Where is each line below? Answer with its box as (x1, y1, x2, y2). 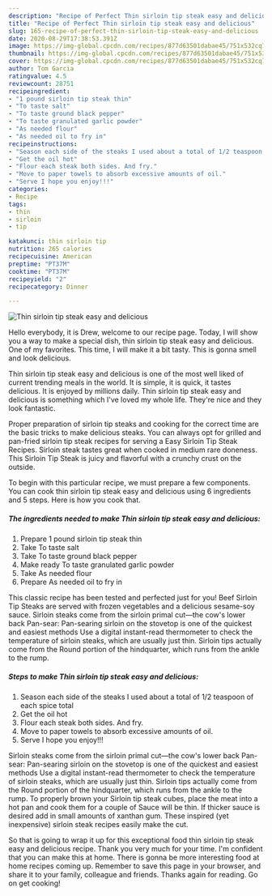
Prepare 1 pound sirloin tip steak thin (19, 534, 142, 544)
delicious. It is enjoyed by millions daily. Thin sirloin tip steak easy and (8, 386, 241, 396)
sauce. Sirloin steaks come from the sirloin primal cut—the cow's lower (8, 610, 246, 620)
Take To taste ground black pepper (19, 552, 138, 561)
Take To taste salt (19, 543, 79, 553)
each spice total (19, 701, 74, 710)
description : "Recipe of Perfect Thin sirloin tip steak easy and (8, 11, 237, 20)
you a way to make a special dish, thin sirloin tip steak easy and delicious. (8, 336, 254, 346)
